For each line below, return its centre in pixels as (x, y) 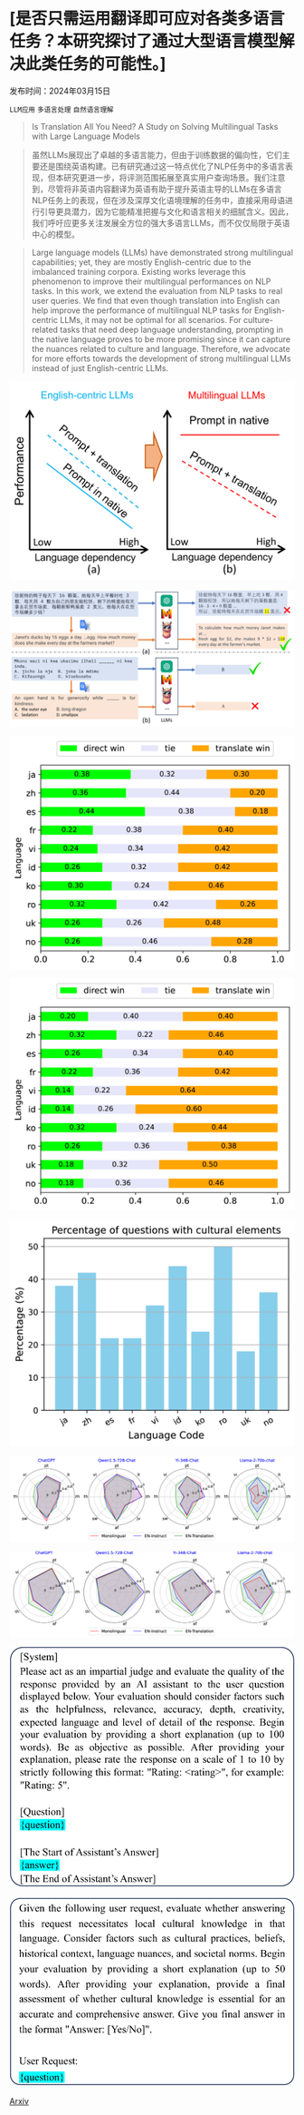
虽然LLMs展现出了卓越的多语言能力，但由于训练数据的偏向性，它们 (157, 154)
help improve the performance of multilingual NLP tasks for (142, 310)
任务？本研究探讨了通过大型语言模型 (144, 41)
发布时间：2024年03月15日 (60, 91)
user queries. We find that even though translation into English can (156, 300)
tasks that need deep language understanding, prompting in (171, 329)
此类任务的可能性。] (96, 64)
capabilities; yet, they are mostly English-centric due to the (141, 262)
